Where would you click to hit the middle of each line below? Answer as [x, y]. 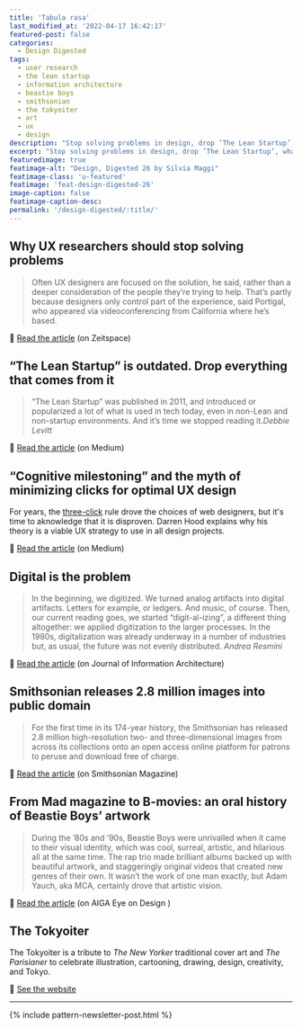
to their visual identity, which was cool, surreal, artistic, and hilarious [158, 847]
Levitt [41, 430]
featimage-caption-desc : [56, 202]
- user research [48, 68]
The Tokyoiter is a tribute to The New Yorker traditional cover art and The [145, 953]
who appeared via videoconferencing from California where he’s [150, 310]
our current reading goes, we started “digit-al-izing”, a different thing [159, 617]
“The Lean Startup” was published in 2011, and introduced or [143, 402]
